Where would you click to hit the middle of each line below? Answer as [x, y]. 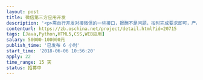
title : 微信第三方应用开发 [36, 17]
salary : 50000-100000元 [36, 40]
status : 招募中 [24, 68]
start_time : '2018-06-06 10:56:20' [51, 51]
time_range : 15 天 [29, 62]
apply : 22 [19, 57]
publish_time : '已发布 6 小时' [43, 46]
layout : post [23, 12]
